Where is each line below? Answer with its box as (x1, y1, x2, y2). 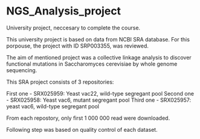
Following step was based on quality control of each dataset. (6, 126, 158, 133)
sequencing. (6, 66, 37, 73)
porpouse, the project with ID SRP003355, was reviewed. (6, 42, 149, 49)
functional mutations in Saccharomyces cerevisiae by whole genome (6, 60, 178, 67)
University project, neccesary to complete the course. (6, 24, 141, 31)
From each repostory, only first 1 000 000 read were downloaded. (6, 114, 170, 122)
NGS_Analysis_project (6, 4, 121, 18)
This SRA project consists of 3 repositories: (6, 78, 114, 85)
